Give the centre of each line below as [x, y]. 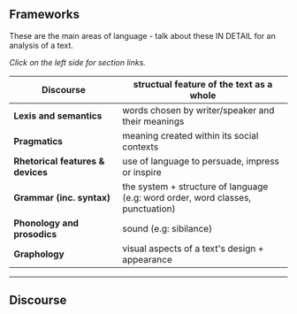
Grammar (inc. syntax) [62, 197]
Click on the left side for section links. [77, 62]
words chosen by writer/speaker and [198, 110]
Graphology [39, 254]
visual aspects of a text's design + [193, 249]
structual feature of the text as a [203, 84]
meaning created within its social [190, 135]
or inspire [142, 172]
